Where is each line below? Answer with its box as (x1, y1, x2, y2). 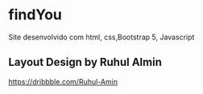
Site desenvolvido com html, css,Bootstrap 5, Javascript (8, 32, 195, 42)
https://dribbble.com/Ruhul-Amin (8, 76, 118, 86)
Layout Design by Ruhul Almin (8, 55, 163, 69)
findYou (8, 6, 63, 24)
